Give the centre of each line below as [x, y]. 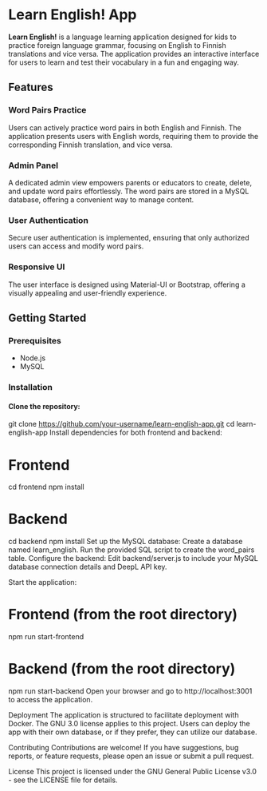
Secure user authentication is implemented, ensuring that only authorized [129, 238]
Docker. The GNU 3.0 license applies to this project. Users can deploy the [129, 724]
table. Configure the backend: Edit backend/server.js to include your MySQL [133, 558]
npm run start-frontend [46, 637]
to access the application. [51, 700]
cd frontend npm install [47, 487]
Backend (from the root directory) [122, 669]
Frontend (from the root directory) [123, 615]
